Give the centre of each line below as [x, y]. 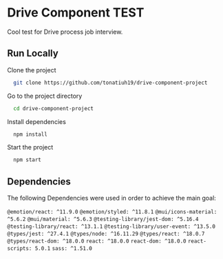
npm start [27, 160]
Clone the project [32, 70]
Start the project [30, 147]
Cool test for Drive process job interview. [65, 32]
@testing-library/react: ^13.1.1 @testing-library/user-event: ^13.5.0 [111, 227]
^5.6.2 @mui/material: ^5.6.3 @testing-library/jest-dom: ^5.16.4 [103, 219]
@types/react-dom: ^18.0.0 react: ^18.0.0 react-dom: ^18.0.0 [97, 241]
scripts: [20, 249]
